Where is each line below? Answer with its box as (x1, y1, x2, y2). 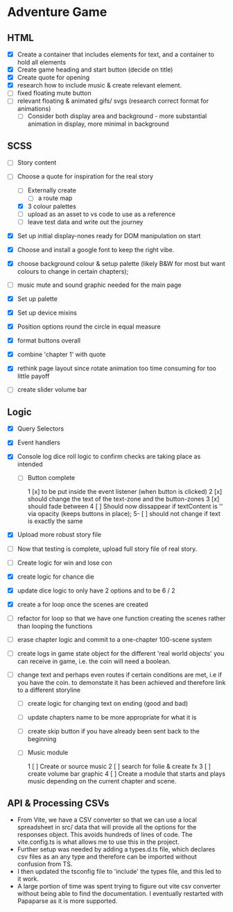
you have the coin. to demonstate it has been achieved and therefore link (17, 679, 226, 687)
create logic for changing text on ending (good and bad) (27, 699, 189, 708)
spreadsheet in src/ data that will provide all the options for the (17, 823, 197, 831)
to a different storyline (17, 686, 81, 695)
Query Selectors (17, 424, 64, 433)
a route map (37, 194, 73, 202)
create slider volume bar (17, 385, 87, 394)
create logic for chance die (17, 572, 95, 581)
